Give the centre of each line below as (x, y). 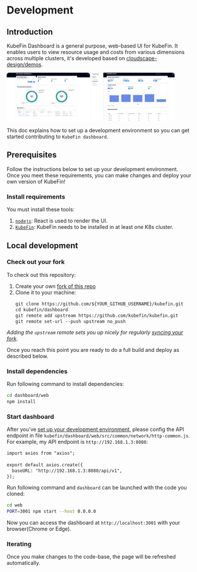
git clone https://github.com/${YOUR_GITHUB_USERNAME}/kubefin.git (99, 304)
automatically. (23, 563)
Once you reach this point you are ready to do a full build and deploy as (93, 350)
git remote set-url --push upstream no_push (70, 321)
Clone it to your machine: (45, 292)
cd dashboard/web (28, 396)
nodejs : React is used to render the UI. (61, 221)
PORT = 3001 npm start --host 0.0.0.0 (51, 512)
